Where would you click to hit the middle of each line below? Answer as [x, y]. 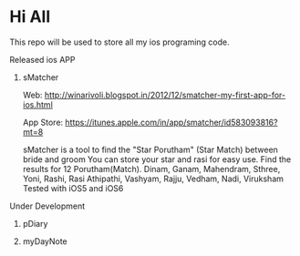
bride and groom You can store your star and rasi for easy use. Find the [157, 159]
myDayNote [45, 241]
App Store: [43, 122]
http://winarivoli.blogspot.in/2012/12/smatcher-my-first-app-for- [165, 95]
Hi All [30, 17]
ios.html [37, 104]
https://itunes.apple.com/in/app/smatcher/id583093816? [171, 122]
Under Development [47, 206]
